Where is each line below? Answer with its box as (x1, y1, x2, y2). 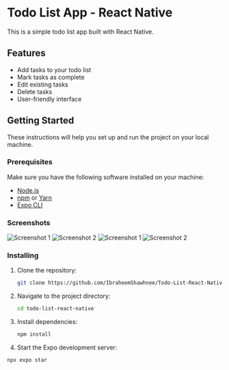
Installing (7, 251, 39, 260)
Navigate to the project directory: (16, 292, 111, 300)
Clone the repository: (16, 266, 77, 275)
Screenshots (7, 218, 51, 227)
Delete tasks (16, 87, 53, 95)
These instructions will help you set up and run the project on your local (7, 132, 209, 141)
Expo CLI (16, 200, 43, 209)
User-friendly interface (16, 95, 82, 103)
